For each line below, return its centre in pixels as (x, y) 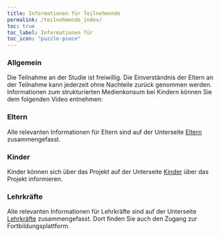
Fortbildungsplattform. (39, 226)
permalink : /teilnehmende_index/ (55, 20)
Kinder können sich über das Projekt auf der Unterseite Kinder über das (108, 172)
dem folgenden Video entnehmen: (55, 99)
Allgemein (25, 63)
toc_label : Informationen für (50, 32)
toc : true (21, 26)
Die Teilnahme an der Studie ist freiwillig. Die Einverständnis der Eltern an (110, 78)
